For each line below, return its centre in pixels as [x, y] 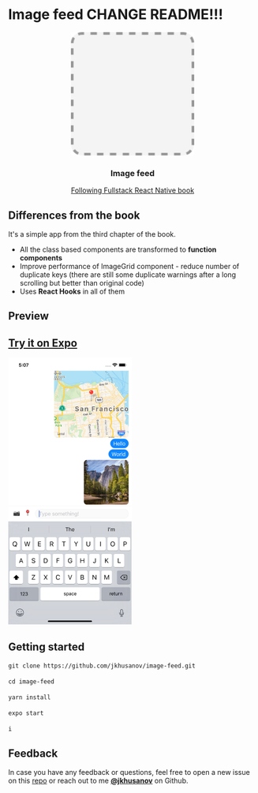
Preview [29, 316]
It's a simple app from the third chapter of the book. [92, 234]
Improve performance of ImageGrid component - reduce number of [129, 267]
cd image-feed [32, 682]
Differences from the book [74, 215]
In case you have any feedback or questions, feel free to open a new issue [129, 772]
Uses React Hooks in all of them [72, 292]
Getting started [47, 647]
